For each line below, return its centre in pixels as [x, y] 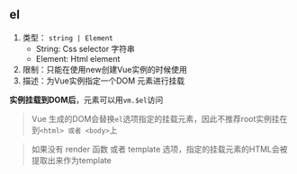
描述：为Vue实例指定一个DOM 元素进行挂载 [103, 81]
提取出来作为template [72, 160]
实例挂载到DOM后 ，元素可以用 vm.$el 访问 [86, 100]
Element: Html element [78, 58]
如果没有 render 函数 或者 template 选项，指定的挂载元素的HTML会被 [159, 149]
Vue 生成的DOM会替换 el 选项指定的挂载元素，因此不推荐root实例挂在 [159, 118]
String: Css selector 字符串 [85, 48]
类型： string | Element [68, 37]
